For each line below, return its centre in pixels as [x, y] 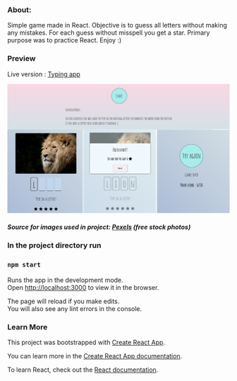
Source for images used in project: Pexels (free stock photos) [99, 227]
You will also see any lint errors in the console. [75, 308]
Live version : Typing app [44, 74]
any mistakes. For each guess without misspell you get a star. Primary [109, 33]
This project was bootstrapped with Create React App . [86, 342]
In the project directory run [54, 245]
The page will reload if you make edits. [63, 301]
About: [19, 10]
